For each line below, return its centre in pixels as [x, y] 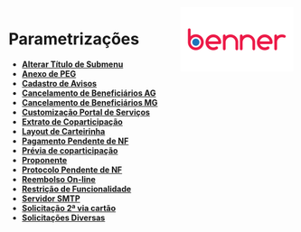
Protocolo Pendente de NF [72, 170]
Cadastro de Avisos [59, 83]
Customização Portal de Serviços [86, 112]
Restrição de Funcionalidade [76, 189]
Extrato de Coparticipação [72, 121]
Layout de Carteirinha [63, 131]
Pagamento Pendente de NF [75, 141]
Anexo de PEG [49, 73]
